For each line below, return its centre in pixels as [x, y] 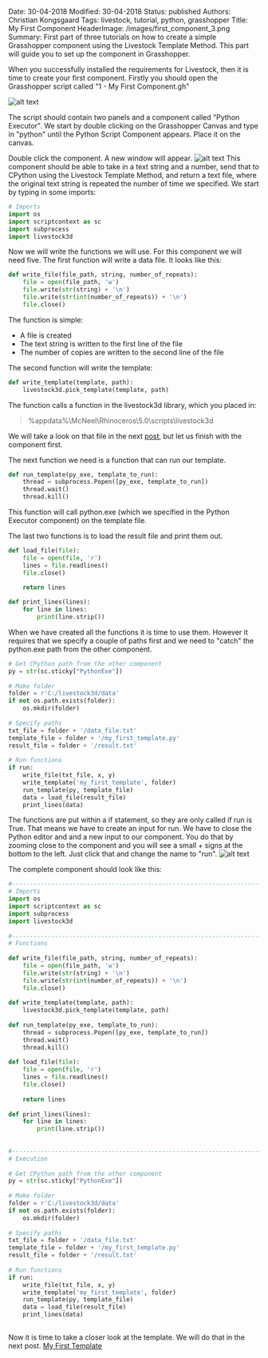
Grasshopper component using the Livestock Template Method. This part [129, 46]
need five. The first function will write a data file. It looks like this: [115, 260]
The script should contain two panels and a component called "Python [124, 117]
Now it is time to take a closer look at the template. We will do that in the [127, 1337]
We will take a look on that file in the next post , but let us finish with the [125, 436]
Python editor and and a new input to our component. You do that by [121, 837]
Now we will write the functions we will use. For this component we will [125, 251]
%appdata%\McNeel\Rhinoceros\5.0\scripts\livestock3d [120, 420]
